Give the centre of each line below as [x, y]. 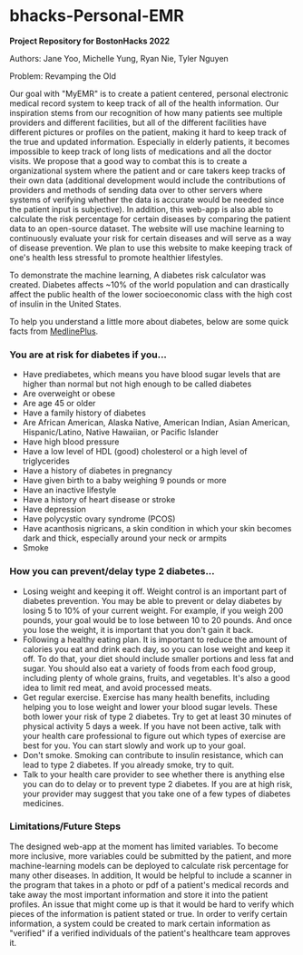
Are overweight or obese [69, 394]
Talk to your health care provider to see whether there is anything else [154, 774]
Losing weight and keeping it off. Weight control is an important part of [155, 591]
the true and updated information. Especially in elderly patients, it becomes [150, 141]
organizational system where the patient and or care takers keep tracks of [147, 171]
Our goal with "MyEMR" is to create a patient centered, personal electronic [149, 93]
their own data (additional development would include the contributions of [147, 180]
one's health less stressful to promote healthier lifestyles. [117, 257]
